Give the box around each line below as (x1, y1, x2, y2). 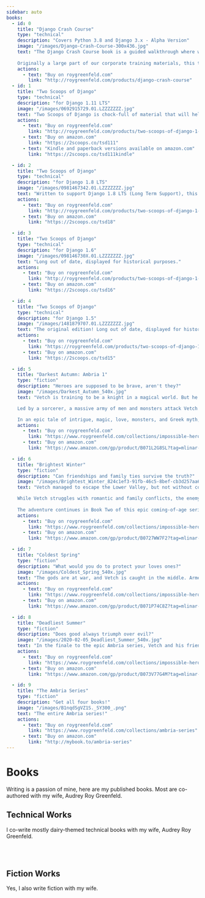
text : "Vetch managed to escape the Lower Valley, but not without (17, 484, 192, 491)
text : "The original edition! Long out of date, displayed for (17, 327, 182, 333)
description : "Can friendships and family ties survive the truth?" (17, 473, 195, 479)
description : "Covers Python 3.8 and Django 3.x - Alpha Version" (17, 37, 190, 43)
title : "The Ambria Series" (17, 688, 88, 694)
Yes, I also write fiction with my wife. (6, 885, 98, 892)
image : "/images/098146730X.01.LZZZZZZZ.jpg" (17, 253, 135, 259)
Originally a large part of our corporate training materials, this (17, 60, 195, 66)
